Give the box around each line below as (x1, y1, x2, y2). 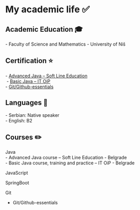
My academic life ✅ (5, 4, 90, 15)
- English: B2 (5, 117, 32, 123)
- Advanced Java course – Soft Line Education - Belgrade (5, 155, 127, 161)
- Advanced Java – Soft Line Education (5, 73, 88, 79)
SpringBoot (5, 180, 29, 186)
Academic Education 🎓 (5, 25, 83, 34)
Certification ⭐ (5, 56, 53, 65)
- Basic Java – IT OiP (6, 78, 51, 84)
